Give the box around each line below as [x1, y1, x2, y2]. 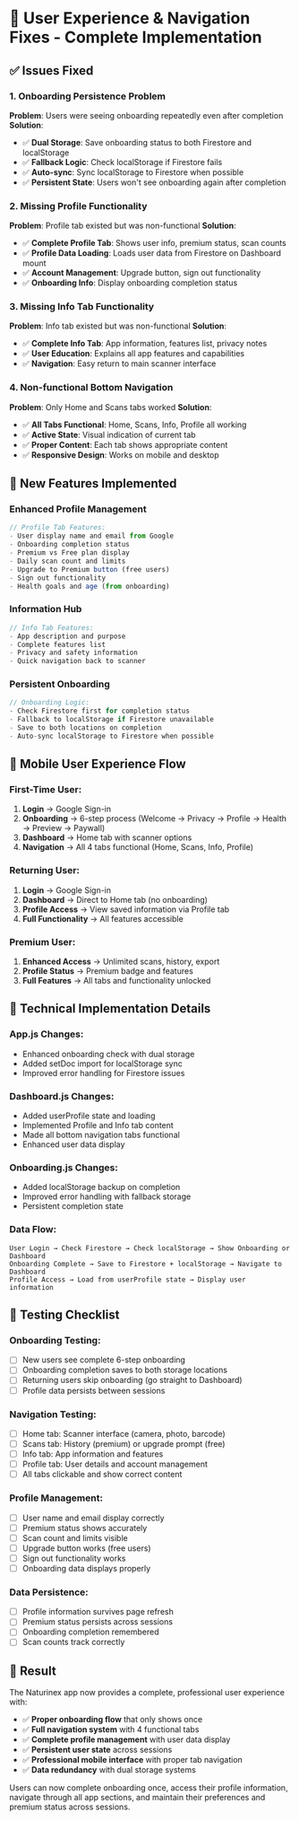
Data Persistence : [9, 1586, 89, 1598]
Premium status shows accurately [21, 1522, 148, 1533]
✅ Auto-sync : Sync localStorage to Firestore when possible [21, 166, 244, 178]
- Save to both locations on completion [9, 723, 163, 732]
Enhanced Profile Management [9, 503, 147, 515]
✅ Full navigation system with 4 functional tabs [21, 1724, 200, 1735]
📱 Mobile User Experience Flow [9, 757, 186, 772]
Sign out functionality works [21, 1553, 126, 1563]
